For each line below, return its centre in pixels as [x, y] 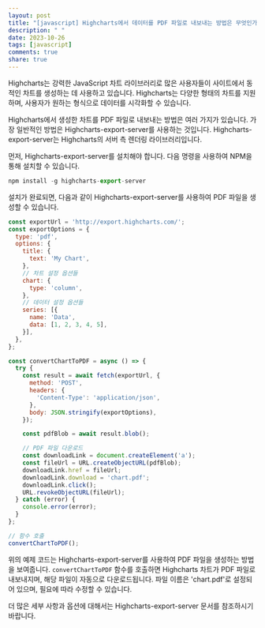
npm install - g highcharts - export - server [77, 181]
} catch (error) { [46, 500]
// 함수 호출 [26, 536]
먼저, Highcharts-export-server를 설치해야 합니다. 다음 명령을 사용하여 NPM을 [130, 156]
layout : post [30, 15]
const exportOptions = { [49, 229]
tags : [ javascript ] [40, 45]
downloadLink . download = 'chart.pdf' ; [86, 478]
